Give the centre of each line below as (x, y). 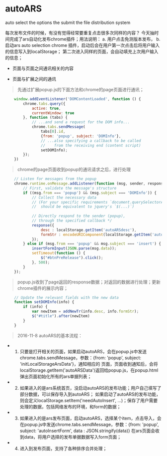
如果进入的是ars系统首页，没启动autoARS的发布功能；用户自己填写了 (90, 388)
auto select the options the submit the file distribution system (68, 22)
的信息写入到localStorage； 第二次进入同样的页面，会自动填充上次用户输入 (82, 51)
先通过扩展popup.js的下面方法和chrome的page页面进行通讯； (81, 89)
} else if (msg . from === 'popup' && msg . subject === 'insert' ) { (92, 244)
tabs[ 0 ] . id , (53, 132)
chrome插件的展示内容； (42, 288)
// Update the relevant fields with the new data (67, 297)
